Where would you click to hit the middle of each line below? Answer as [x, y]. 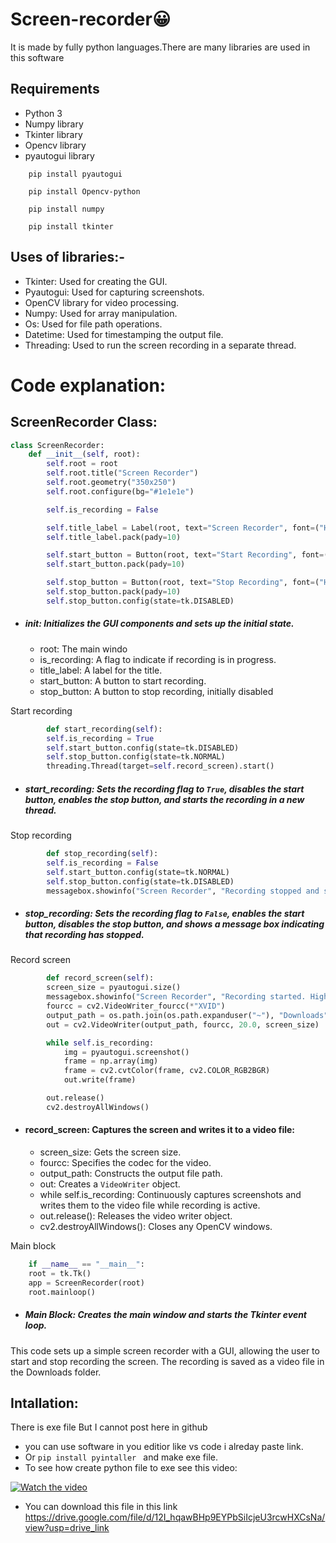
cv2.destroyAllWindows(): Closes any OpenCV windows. [156, 1227]
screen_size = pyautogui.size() [114, 988]
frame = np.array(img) [111, 1061]
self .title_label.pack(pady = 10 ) [114, 537]
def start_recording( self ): [104, 729]
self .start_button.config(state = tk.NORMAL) [138, 872]
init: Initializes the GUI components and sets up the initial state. [159, 624]
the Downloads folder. [56, 1372]
